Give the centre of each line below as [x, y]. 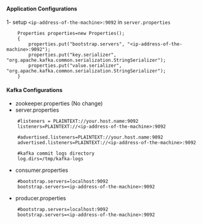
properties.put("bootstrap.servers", [76, 44]
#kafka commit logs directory [56, 153]
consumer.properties [42, 170]
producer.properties [41, 198]
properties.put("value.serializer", [75, 66]
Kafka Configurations [34, 90]
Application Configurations [42, 9]
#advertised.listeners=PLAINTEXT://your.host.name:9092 [91, 137]
